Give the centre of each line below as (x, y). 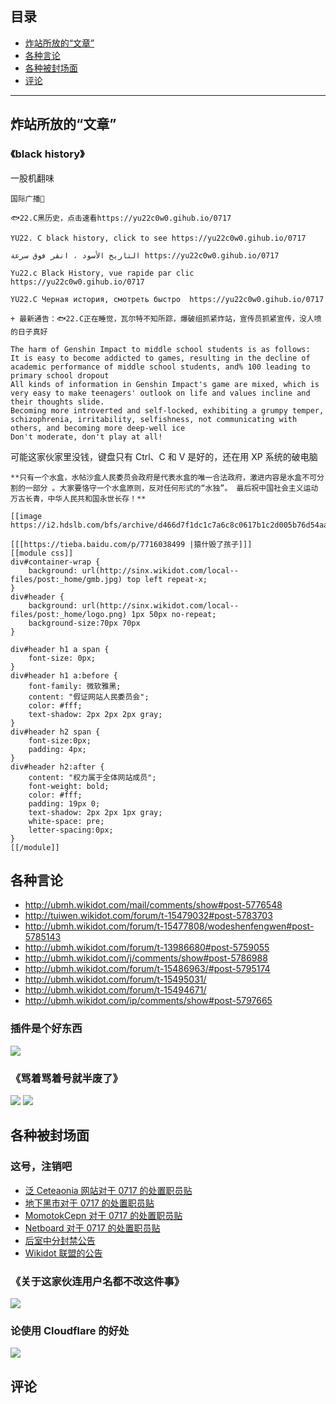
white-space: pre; (66, 821)
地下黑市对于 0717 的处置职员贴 (89, 1203)
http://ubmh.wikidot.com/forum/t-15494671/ (115, 990)
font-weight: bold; (69, 786)
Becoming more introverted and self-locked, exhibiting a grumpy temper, (167, 410)
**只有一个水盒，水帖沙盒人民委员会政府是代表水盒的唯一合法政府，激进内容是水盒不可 (163, 477)
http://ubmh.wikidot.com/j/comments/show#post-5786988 (146, 958)
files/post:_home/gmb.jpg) (66, 579)
